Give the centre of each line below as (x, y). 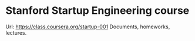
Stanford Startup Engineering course (97, 11)
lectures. (16, 32)
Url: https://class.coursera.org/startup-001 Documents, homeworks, (88, 27)
